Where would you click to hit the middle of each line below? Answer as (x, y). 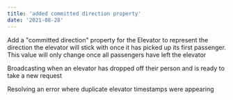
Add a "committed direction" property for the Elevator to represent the (108, 40)
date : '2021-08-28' (35, 20)
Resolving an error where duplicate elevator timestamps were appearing (111, 89)
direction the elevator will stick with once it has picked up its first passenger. (116, 47)
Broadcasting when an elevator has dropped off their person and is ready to (116, 68)
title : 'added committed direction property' (74, 14)
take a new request (35, 75)
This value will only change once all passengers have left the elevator (107, 55)
